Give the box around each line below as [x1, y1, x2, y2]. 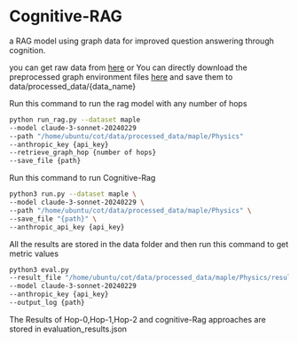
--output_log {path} [9, 299, 86, 308]
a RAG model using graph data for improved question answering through [9, 35, 275, 46]
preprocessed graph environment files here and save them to [9, 71, 233, 82]
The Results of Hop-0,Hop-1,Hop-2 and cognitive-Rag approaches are [9, 314, 266, 324]
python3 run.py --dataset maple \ [9, 190, 137, 199]
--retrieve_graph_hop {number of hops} [9, 148, 157, 157]
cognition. [9, 44, 46, 55]
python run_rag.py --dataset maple [9, 115, 141, 124]
